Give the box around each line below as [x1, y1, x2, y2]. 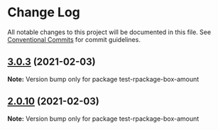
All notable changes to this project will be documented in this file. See [7, 28, 212, 36]
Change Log [7, 4, 80, 21]
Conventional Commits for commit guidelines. [7, 35, 141, 43]
